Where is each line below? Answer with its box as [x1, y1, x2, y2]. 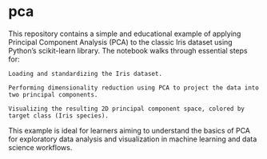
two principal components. [8, 90, 98, 98]
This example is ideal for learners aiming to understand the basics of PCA [8, 125, 250, 135]
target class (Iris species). [8, 111, 110, 120]
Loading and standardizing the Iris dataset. [8, 70, 162, 78]
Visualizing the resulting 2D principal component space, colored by [8, 105, 245, 113]
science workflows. [8, 142, 73, 152]
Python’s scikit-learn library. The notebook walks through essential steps [8, 46, 248, 55]
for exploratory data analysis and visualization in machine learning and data [8, 134, 257, 144]
